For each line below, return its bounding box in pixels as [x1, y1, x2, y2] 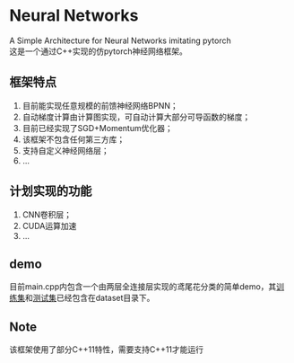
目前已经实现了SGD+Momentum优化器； [22, 122, 173, 133]
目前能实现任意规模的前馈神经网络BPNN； [22, 100, 178, 111]
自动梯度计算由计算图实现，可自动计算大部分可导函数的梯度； [22, 111, 251, 122]
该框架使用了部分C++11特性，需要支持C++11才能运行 [9, 344, 204, 355]
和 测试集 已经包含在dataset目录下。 [25, 293, 155, 304]
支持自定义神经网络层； [22, 145, 109, 155]
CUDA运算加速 [22, 220, 77, 231]
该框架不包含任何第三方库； [22, 134, 125, 145]
